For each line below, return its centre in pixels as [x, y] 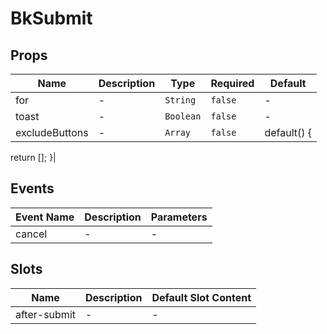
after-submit [45, 314]
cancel [31, 234]
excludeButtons [52, 132]
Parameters [179, 217]
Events [32, 188]
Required [232, 83]
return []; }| [33, 157]
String [180, 100]
